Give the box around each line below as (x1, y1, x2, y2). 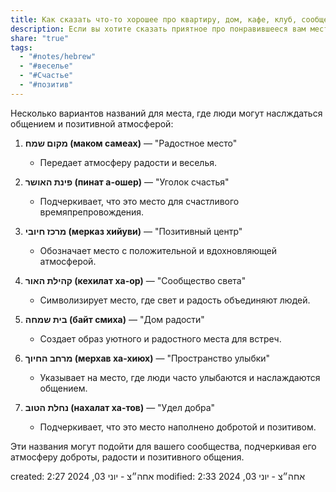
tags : (10, 42, 33, 53)
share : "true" (10, 33, 70, 43)
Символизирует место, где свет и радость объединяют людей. (39, 294, 311, 306)
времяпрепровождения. (39, 206, 145, 218)
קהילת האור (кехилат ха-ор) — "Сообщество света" (24, 274, 247, 286)
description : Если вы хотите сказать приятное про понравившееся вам (10, 24, 307, 34)
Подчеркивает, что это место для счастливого (39, 195, 240, 207)
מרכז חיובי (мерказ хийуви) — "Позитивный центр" (24, 225, 243, 237)
